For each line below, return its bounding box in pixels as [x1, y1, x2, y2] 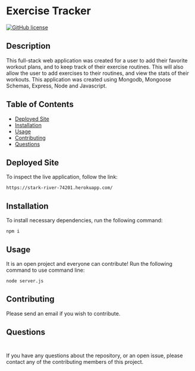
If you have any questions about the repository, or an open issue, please [6, 352, 183, 359]
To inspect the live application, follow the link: [6, 174, 118, 181]
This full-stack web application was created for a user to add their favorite [6, 56, 188, 64]
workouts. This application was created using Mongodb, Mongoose [6, 76, 171, 83]
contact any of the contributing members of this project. [6, 358, 144, 365]
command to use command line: [6, 266, 85, 273]
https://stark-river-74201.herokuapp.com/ [6, 185, 113, 191]
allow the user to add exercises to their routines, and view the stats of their [6, 70, 189, 77]
